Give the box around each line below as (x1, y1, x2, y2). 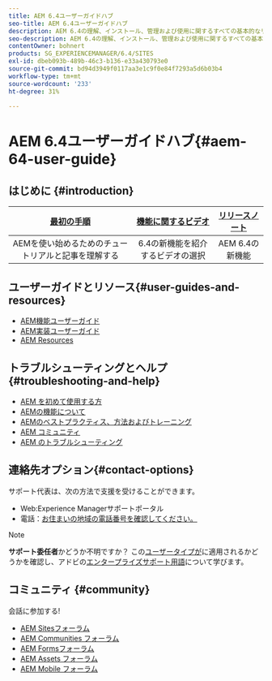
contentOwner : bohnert (8, 42, 85, 50)
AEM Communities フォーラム (19, 633, 120, 643)
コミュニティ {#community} (8, 583, 151, 597)
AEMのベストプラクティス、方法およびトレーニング (19, 417, 192, 426)
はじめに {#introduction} (8, 183, 134, 197)
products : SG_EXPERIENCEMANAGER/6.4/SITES (8, 50, 154, 58)
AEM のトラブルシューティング (19, 437, 123, 446)
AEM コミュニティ (19, 427, 81, 437)
